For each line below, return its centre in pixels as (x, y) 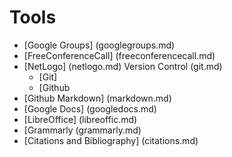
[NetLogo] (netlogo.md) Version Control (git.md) (123, 66)
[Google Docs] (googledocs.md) (90, 108)
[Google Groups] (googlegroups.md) (99, 45)
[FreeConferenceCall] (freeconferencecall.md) (119, 55)
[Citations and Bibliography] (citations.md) (111, 140)
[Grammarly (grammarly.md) (82, 130)
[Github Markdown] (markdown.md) (97, 98)
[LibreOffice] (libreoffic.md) (80, 119)
